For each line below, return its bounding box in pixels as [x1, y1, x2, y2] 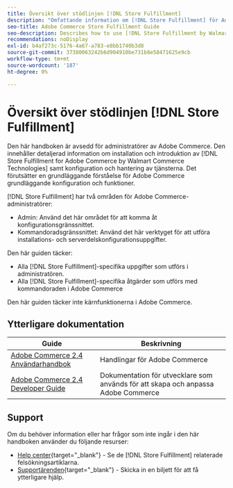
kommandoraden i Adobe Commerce [17, 284, 123, 293]
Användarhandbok [10, 359, 71, 369]
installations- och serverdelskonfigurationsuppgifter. [17, 236, 168, 244]
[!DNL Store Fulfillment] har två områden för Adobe [7, 193, 153, 201]
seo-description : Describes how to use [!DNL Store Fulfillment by [7, 29, 207, 37]
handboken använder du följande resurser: [7, 437, 130, 446]
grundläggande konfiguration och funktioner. [7, 179, 135, 188]
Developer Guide [10, 384, 66, 393]
